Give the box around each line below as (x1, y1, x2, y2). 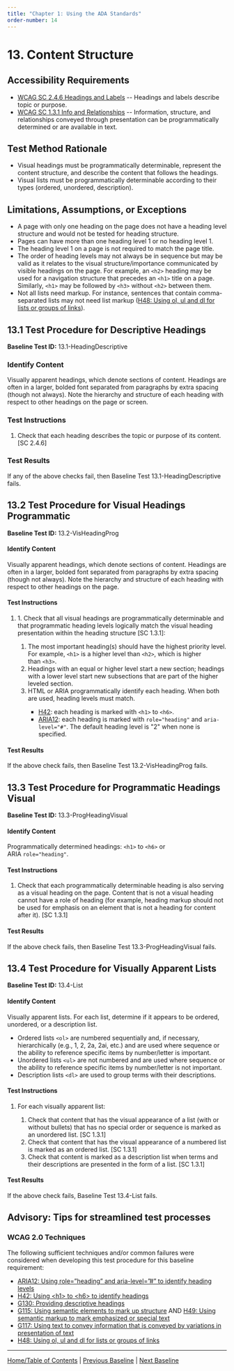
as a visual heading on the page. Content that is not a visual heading (17, 888, 214, 897)
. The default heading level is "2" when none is (65, 722, 201, 731)
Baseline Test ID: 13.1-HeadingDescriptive (7, 342, 128, 351)
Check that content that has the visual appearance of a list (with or (27, 1115, 219, 1123)
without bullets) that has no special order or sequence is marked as (27, 1123, 221, 1131)
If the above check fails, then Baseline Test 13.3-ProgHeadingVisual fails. (7, 942, 217, 950)
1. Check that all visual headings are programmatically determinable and (17, 614, 224, 623)
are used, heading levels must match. (27, 695, 136, 703)
